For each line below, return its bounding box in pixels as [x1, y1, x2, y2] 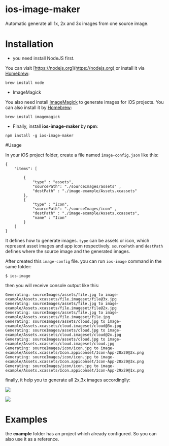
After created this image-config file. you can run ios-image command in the [5, 258, 162, 264]
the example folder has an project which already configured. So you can [5, 430, 157, 436]
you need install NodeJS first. [12, 55, 75, 61]
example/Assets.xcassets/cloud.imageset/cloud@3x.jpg [5, 323, 122, 328]
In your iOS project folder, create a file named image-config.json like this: [5, 152, 159, 158]
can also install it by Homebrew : [5, 104, 72, 110]
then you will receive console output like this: [5, 282, 99, 288]
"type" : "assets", [32, 179, 74, 184]
